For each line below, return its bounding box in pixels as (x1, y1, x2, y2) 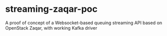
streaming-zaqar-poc (5, 3, 98, 15)
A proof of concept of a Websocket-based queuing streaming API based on (5, 20, 162, 26)
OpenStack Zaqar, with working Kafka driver (5, 25, 97, 31)
